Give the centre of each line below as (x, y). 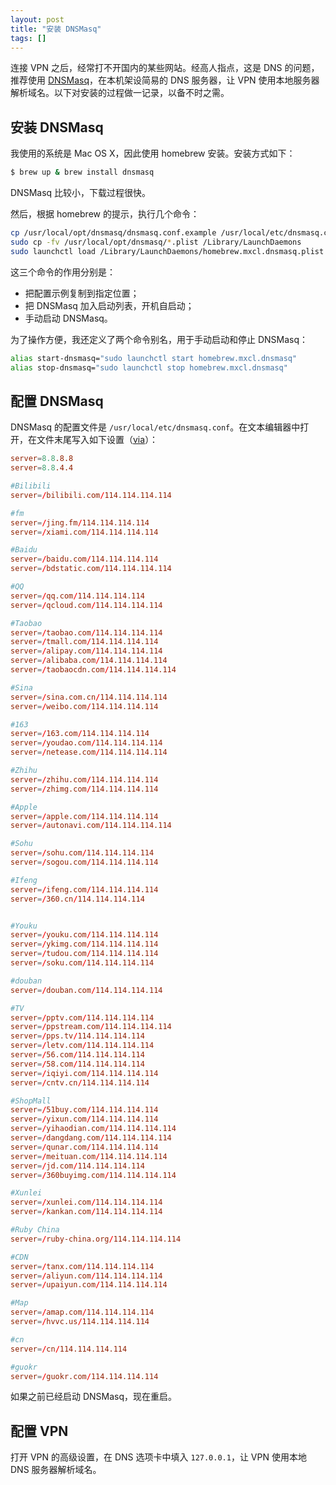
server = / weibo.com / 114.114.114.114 (84, 706)
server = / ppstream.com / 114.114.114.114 (91, 1027)
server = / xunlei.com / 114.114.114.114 (86, 1202)
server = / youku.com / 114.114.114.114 (84, 935)
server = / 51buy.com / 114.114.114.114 (84, 1110)
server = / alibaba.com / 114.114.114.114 (89, 661)
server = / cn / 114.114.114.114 (69, 1349)
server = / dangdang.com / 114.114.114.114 (91, 1138)
